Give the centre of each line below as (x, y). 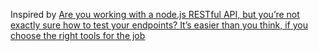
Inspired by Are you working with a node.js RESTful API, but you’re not (155, 14)
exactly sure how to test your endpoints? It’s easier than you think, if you (159, 25)
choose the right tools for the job (78, 35)
